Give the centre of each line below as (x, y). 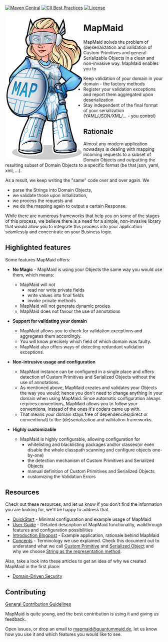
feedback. (15, 619)
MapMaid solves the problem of (116, 42)
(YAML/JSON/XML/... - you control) (119, 116)
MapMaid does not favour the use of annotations (70, 311)
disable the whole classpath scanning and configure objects (89, 449)
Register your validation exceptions (119, 89)
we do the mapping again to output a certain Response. (69, 206)
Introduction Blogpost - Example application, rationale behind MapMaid (86, 535)
